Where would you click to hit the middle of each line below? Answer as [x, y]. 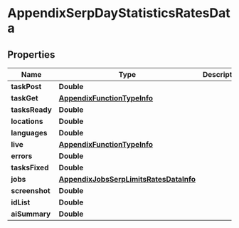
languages [29, 133]
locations [27, 121]
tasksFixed [30, 167]
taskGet [25, 98]
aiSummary [31, 214]
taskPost [26, 87]
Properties [31, 55]
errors [22, 156]
